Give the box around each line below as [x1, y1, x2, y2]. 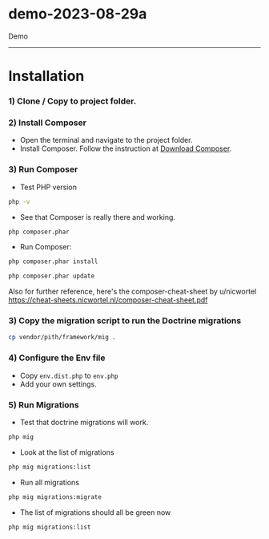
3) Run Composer [8, 164, 78, 175]
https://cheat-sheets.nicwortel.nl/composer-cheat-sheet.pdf [8, 295, 208, 305]
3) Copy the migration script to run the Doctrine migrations [8, 315, 242, 326]
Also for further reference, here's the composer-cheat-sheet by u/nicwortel [8, 286, 257, 297]
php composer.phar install [8, 257, 98, 265]
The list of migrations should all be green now [19, 507, 171, 517]
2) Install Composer [8, 117, 86, 128]
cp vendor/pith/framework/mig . [8, 334, 116, 342]
